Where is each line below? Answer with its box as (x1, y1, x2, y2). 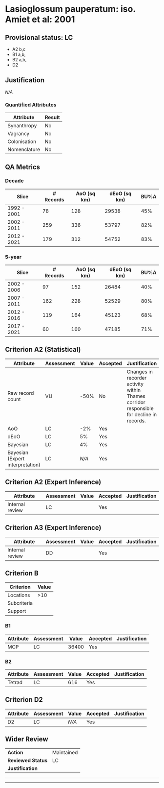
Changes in (126, 368, 153, 375)
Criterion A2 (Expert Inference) (5, 478, 102, 486)
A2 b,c (12, 47, 26, 52)
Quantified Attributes (5, 101, 57, 108)
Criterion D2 (5, 695, 43, 704)
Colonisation (7, 138, 37, 145)
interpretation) (7, 461, 41, 468)
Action (7, 749, 23, 756)
